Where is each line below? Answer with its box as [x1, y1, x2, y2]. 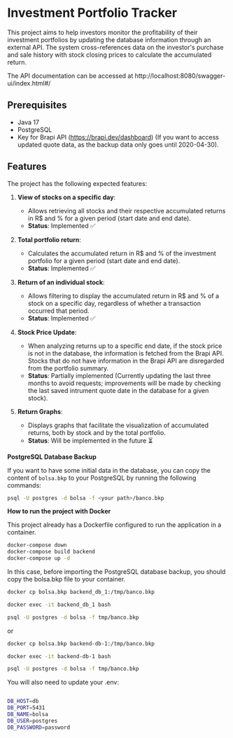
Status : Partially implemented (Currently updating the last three [27, 371, 211, 380]
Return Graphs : [17, 407, 63, 415]
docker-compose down [7, 542, 68, 549]
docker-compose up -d [7, 555, 71, 562]
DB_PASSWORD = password [7, 724, 71, 731]
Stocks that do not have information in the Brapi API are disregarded [27, 356, 225, 365]
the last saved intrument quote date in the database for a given [27, 386, 209, 394]
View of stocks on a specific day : [17, 193, 116, 201]
